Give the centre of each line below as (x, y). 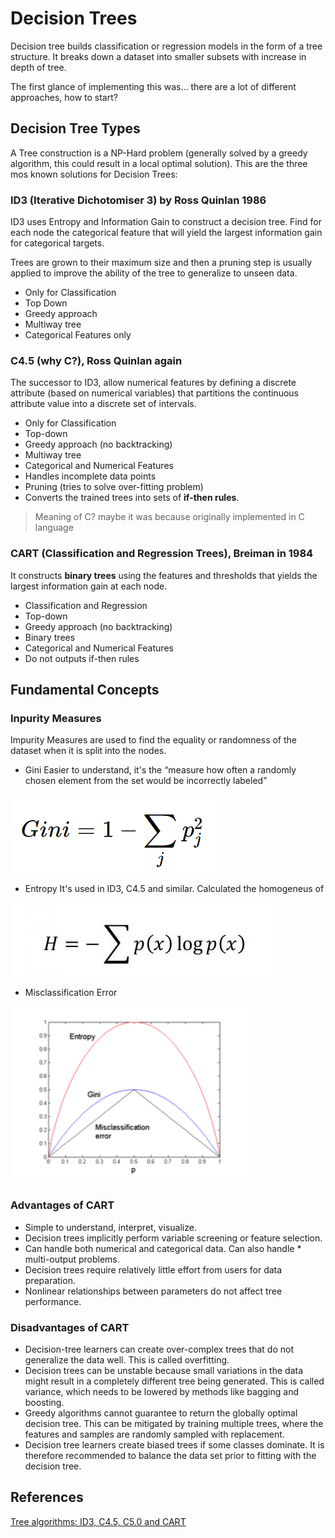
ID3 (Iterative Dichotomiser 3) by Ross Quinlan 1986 (138, 200)
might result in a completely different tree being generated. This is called (174, 1381)
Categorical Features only (78, 335)
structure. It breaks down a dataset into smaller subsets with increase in (158, 56)
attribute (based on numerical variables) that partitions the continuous (154, 393)
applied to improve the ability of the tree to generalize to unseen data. (154, 273)
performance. (53, 1301)
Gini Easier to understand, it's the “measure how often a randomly (160, 770)
